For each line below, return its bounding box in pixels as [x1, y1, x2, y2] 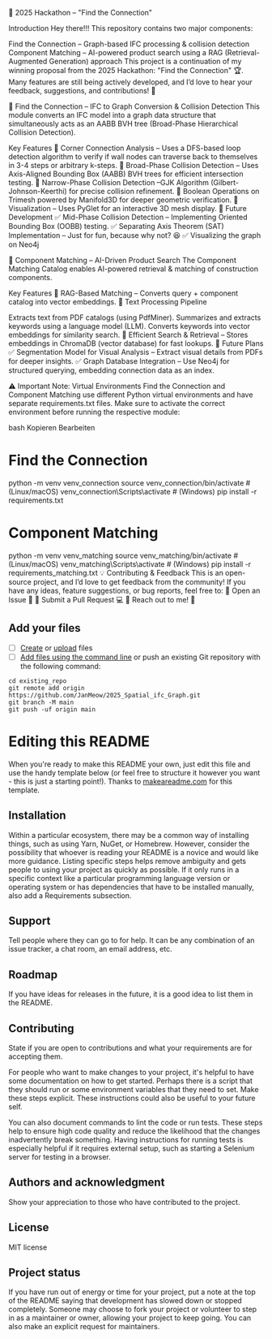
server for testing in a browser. [8, 1152, 111, 1161]
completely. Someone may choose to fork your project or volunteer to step [8, 1304, 257, 1315]
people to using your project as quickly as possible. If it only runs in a [8, 865, 240, 875]
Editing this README [8, 732, 151, 750]
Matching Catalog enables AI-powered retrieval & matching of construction [8, 264, 259, 274]
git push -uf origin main [8, 705, 96, 714]
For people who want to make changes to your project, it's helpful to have [8, 1068, 255, 1077]
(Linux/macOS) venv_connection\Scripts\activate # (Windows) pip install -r [8, 486, 257, 496]
